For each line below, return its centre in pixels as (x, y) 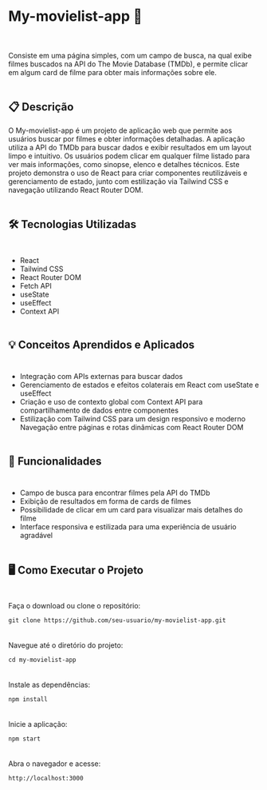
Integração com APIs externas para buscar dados (101, 377)
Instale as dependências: (49, 684)
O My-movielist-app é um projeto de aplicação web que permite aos (120, 130)
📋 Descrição (41, 107)
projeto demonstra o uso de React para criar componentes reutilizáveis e (128, 173)
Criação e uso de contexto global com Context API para (111, 402)
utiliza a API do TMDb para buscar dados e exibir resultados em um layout (130, 147)
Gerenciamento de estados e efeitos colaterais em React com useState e (139, 385)
